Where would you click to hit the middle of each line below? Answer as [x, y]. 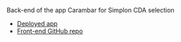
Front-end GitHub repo [50, 31]
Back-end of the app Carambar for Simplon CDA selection [90, 10]
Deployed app [37, 23]
